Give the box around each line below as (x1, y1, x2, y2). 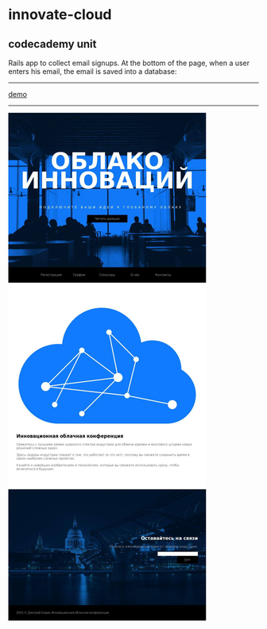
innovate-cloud (8, 6, 112, 24)
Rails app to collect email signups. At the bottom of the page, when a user (8, 58, 250, 68)
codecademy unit (8, 37, 97, 51)
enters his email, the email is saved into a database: (8, 67, 177, 76)
